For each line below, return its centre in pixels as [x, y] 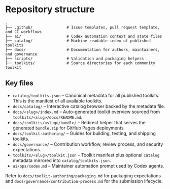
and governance [21, 54]
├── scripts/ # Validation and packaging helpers [75, 59]
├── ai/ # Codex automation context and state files [84, 36]
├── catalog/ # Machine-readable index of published [78, 41]
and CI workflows [24, 32]
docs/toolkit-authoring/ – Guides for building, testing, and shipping [84, 133]
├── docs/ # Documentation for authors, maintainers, [82, 49]
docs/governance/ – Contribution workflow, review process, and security [88, 144]
